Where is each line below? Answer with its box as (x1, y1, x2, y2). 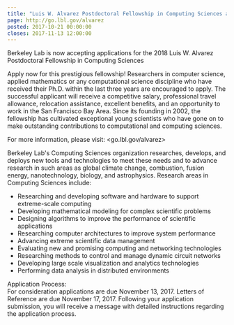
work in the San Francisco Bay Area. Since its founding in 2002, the (7, 107, 201, 115)
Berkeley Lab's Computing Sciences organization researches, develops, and (7, 149, 226, 157)
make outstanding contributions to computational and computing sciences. (7, 122, 222, 130)
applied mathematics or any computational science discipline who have (7, 78, 212, 86)
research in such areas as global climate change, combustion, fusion (7, 164, 205, 172)
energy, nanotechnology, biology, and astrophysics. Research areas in (7, 171, 209, 180)
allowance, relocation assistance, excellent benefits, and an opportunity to (7, 99, 221, 108)
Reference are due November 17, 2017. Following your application (7, 295, 194, 303)
